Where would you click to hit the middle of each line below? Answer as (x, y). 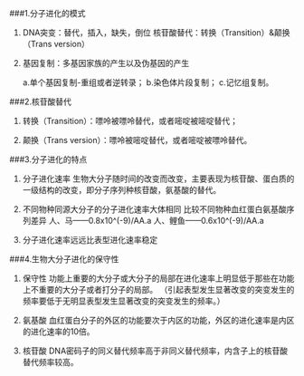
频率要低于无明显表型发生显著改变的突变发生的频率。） (123, 301)
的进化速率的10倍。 (58, 332)
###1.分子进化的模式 (47, 13)
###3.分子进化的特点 (48, 159)
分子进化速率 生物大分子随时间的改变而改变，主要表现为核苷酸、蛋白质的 (158, 178)
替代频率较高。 (50, 362)
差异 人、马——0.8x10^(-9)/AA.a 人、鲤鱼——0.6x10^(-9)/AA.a (147, 221)
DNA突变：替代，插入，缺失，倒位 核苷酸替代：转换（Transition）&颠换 (157, 33)
